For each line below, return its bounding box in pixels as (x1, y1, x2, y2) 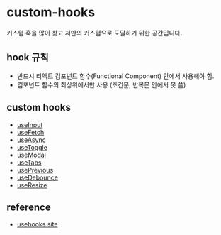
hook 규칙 (6, 51, 49, 64)
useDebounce (16, 173, 58, 182)
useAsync (16, 136, 47, 144)
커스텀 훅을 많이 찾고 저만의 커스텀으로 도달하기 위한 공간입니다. (6, 28, 183, 37)
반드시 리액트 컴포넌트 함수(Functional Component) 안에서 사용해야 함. (16, 72, 215, 80)
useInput (16, 120, 43, 129)
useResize (16, 180, 47, 189)
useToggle (16, 143, 47, 151)
